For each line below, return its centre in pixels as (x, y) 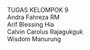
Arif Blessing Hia (31, 24)
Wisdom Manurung (34, 39)
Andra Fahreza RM (33, 17)
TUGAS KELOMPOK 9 (38, 10)
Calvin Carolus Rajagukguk (45, 32)
